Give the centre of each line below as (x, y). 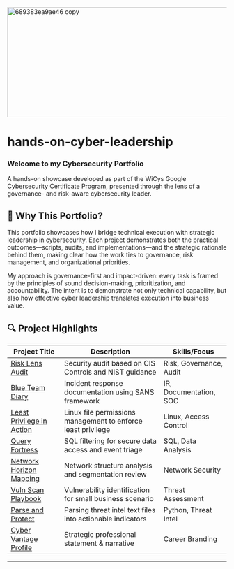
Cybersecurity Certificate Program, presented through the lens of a (104, 186)
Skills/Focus (193, 352)
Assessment (184, 499)
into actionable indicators (105, 519)
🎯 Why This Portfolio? (55, 216)
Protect (23, 519)
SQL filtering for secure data (110, 441)
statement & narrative (99, 543)
